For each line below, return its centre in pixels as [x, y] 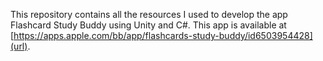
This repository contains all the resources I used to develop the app [149, 14]
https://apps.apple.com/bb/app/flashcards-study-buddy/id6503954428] [163, 35]
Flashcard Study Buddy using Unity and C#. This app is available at [148, 25]
